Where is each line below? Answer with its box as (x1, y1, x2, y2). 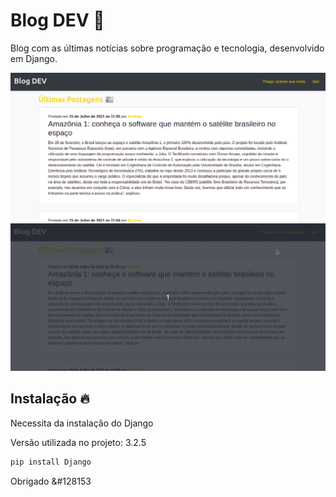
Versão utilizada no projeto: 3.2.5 (10, 436, 147, 448)
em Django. (10, 52, 58, 64)
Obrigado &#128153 (10, 475, 92, 487)
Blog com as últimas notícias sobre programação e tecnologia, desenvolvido (10, 42, 325, 54)
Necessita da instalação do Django (10, 417, 154, 429)
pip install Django (10, 457, 92, 467)
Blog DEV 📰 (10, 9, 105, 32)
